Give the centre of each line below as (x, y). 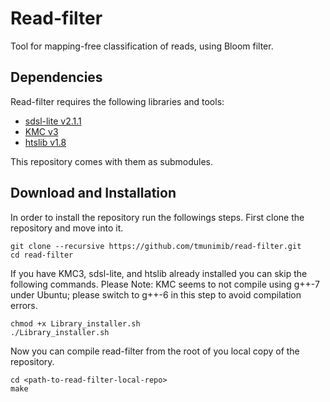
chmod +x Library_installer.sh (75, 323)
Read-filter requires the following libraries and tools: (117, 101)
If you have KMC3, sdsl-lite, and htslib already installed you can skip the (159, 273)
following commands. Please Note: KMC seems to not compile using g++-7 (165, 284)
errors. (24, 305)
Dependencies (56, 77)
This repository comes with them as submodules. (112, 161)
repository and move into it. (67, 228)
